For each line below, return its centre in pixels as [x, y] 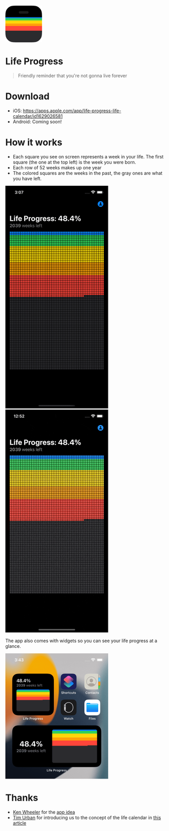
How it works [34, 143]
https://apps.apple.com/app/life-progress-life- [72, 111]
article [20, 823]
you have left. [27, 179]
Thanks [22, 798]
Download [27, 96]
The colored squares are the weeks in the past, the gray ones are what [88, 173]
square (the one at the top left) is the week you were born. [74, 162]
